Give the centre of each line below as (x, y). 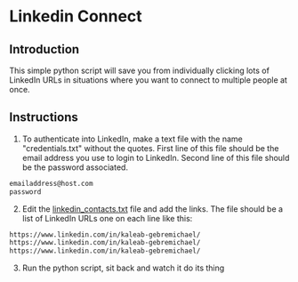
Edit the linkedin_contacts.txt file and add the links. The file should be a (152, 209)
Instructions (44, 117)
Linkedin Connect (76, 16)
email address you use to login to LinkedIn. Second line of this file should (156, 157)
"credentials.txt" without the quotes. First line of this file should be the (150, 148)
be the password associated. (75, 167)
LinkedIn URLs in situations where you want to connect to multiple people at (148, 80)
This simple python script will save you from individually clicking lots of (139, 70)
